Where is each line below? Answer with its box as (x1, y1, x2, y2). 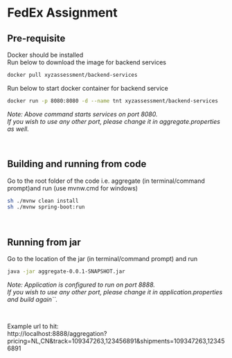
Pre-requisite (7, 33, 66, 44)
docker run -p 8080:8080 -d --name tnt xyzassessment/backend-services (7, 97, 218, 105)
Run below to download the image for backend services (7, 58, 166, 66)
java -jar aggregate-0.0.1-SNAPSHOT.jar (7, 268, 126, 275)
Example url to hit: (7, 322, 59, 330)
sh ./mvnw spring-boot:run (7, 204, 85, 211)
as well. (7, 125, 29, 133)
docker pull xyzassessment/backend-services (7, 71, 138, 78)
